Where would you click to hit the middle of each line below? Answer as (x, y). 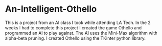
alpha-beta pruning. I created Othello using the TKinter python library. (75, 38)
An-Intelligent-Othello (51, 9)
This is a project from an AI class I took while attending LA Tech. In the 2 (78, 23)
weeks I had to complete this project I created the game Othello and (73, 27)
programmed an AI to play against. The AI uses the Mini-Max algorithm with (81, 33)
